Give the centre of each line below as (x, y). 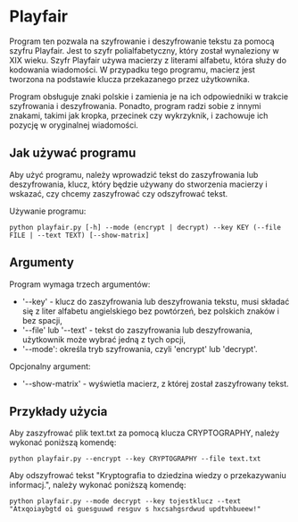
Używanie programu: (48, 211)
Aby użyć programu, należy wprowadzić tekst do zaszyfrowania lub (134, 174)
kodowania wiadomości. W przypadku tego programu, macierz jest (132, 70)
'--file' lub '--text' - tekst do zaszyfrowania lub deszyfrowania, (137, 330)
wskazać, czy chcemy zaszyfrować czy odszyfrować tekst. (119, 193)
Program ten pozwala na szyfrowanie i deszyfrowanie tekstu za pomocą (142, 41)
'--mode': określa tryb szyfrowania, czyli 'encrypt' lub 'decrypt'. (140, 349)
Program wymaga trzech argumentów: (80, 284)
